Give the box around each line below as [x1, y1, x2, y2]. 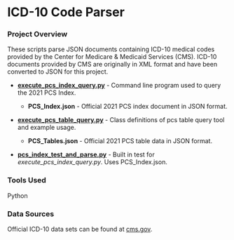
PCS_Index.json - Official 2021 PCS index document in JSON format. [27, 102, 228, 111]
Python [7, 191, 28, 200]
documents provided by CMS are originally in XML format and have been [7, 60, 218, 69]
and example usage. [17, 124, 76, 132]
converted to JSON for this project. [7, 67, 109, 76]
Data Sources [7, 208, 55, 218]
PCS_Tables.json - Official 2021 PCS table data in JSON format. [27, 137, 212, 145]
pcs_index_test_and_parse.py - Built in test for [17, 150, 156, 159]
